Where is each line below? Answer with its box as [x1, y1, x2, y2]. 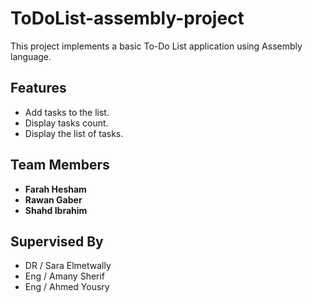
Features [10, 80, 67, 97]
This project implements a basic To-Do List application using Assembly [10, 40, 303, 52]
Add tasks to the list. [24, 106, 110, 118]
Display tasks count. [24, 117, 109, 129]
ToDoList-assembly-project [10, 7, 245, 30]
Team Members [10, 157, 110, 174]
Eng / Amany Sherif [24, 270, 106, 282]
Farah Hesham [24, 183, 87, 195]
